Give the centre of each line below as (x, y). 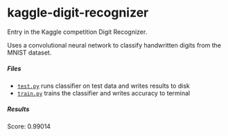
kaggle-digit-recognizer (78, 13)
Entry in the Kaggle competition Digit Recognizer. (77, 32)
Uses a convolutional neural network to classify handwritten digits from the (114, 45)
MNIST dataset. (29, 52)
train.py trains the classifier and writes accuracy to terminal (104, 93)
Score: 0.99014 (29, 126)
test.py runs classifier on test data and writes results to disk (104, 86)
